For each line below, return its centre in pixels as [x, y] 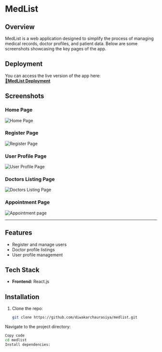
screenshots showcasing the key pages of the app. [56, 49]
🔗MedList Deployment [28, 80]
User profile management [37, 255]
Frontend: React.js [31, 282]
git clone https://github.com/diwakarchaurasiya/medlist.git [75, 318]
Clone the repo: [27, 308]
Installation [22, 297]
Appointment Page [27, 202]
